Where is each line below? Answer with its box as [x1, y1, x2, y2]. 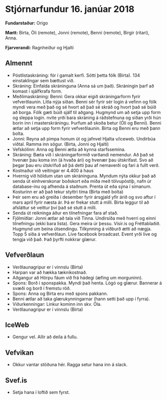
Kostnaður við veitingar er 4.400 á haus [12, 167, 94, 173]
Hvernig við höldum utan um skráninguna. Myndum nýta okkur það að [12, 173, 156, 179]
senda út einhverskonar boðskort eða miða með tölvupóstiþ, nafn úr [12, 178, 152, 184]
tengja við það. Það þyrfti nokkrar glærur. [12, 236, 97, 242]
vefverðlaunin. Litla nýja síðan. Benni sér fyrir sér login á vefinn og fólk [12, 99, 157, 105]
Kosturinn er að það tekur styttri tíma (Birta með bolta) [12, 188, 124, 195]
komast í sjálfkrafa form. [12, 88, 62, 94]
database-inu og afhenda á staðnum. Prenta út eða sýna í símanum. [12, 183, 152, 189]
